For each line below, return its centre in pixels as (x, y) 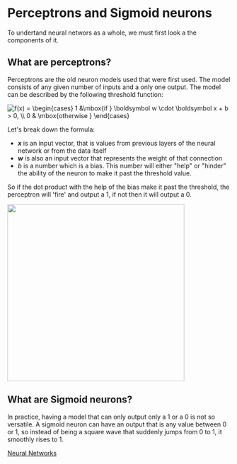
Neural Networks (32, 453)
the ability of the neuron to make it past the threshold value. (105, 173)
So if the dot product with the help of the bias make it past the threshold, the (118, 187)
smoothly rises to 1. (35, 439)
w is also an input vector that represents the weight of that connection (120, 158)
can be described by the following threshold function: (86, 94)
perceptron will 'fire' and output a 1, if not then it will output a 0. (100, 194)
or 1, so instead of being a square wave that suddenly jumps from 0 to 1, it (115, 431)
